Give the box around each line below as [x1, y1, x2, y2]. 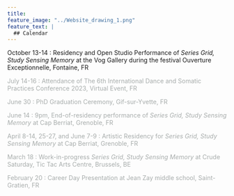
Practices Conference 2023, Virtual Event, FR [7, 84, 137, 92]
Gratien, [7, 181, 31, 190]
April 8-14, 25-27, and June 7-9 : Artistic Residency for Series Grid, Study [7, 132, 217, 140]
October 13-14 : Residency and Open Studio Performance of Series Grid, [7, 49, 214, 57]
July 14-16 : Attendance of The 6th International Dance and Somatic [7, 77, 202, 85]
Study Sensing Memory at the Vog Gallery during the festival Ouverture [7, 56, 212, 65]
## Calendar [13, 29, 49, 37]
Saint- [198, 174, 216, 182]
